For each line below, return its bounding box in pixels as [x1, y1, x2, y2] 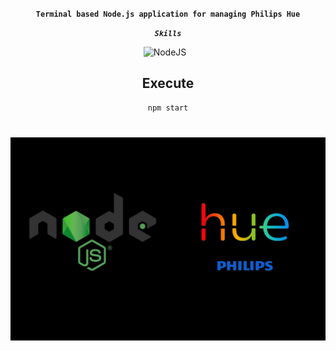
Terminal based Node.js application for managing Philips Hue [35, 9, 301, 19]
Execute [141, 75, 195, 92]
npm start [147, 103, 189, 113]
